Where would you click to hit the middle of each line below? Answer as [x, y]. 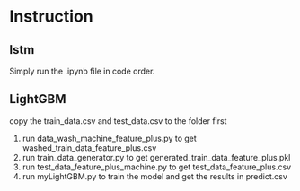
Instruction [51, 17]
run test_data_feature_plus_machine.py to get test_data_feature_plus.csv [157, 167]
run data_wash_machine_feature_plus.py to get [110, 138]
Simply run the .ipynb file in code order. [82, 71]
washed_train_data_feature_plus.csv [89, 148]
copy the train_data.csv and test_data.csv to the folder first [118, 121]
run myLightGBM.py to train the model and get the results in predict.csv [154, 176]
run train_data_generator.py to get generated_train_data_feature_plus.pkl [156, 157]
